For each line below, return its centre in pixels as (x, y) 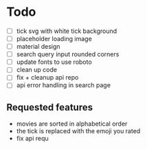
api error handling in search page (64, 85)
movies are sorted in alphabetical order (72, 124)
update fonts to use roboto (54, 62)
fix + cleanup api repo (47, 78)
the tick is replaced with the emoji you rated (78, 131)
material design (38, 47)
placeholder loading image (54, 39)
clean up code (37, 70)
